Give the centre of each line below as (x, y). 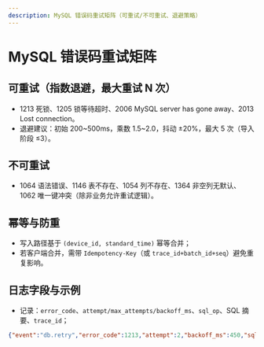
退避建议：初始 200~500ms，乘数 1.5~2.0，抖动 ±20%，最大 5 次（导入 (137, 128)
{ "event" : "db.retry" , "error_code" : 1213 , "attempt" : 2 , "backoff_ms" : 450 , (126, 335)
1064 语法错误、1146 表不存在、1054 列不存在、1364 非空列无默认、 (130, 186)
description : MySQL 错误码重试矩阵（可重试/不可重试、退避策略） (105, 15)
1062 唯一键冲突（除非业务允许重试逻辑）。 (89, 196)
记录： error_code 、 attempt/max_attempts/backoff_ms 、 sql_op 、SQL (130, 311)
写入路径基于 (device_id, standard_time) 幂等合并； (105, 243)
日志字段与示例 (44, 290)
